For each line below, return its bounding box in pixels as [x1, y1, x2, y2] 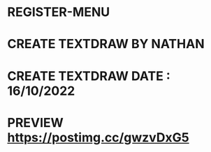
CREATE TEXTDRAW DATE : [7, 68, 171, 84]
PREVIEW [7, 114, 64, 130]
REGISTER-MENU [7, 4, 110, 20]
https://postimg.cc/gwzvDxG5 [7, 130, 190, 145]
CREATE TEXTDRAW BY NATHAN [7, 36, 205, 52]
